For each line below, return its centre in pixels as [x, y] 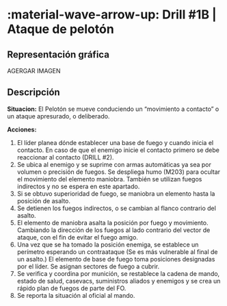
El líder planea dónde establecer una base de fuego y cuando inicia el [115, 142]
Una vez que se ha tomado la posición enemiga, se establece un [108, 244]
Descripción [34, 92]
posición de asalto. [43, 201]
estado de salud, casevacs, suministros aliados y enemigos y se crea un [119, 281]
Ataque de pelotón [61, 29]
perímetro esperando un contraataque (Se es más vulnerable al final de [117, 252]
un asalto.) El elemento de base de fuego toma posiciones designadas [116, 259]
